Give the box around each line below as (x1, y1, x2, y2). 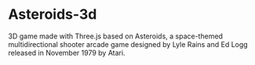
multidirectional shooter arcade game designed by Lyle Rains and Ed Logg (8, 39, 249, 49)
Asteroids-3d (8, 5, 97, 23)
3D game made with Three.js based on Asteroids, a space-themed (8, 31, 224, 41)
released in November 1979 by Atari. (8, 48, 126, 57)
